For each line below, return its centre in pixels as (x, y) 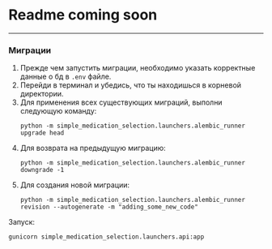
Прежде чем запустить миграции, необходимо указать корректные (138, 68)
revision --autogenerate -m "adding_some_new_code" (109, 207)
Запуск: (21, 222)
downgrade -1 (42, 170)
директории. (42, 94)
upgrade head (42, 133)
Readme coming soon (83, 15)
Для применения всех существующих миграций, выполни (121, 102)
